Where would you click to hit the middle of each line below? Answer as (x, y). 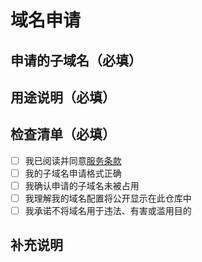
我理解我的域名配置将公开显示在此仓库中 (108, 198)
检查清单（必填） (63, 134)
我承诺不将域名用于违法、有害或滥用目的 (108, 211)
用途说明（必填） (63, 97)
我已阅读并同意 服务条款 (73, 160)
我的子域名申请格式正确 (73, 173)
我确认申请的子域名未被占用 (82, 185)
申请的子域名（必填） (76, 60)
